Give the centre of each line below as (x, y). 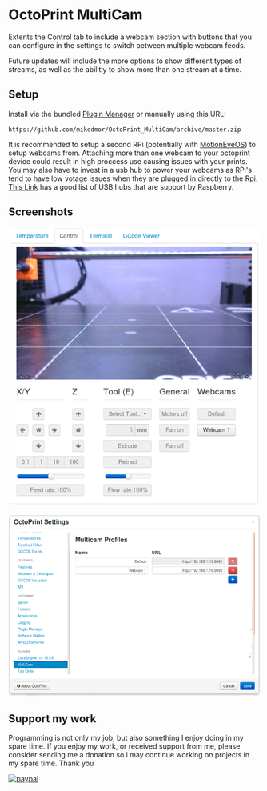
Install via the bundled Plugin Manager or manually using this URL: (117, 114)
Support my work (52, 719)
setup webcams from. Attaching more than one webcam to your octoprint (129, 153)
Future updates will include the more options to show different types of (125, 61)
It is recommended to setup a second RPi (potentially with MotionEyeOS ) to (132, 144)
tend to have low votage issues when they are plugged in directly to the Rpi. (133, 178)
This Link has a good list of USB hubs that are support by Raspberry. (121, 186)
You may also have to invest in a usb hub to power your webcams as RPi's (130, 170)
